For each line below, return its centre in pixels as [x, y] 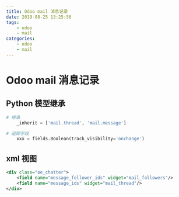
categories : [20, 39]
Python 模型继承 [36, 104]
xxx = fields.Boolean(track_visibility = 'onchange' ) [80, 139]
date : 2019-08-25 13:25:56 [39, 17]
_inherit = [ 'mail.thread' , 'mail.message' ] [71, 123]
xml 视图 [22, 158]
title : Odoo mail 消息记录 [37, 11]
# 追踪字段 [17, 133]
